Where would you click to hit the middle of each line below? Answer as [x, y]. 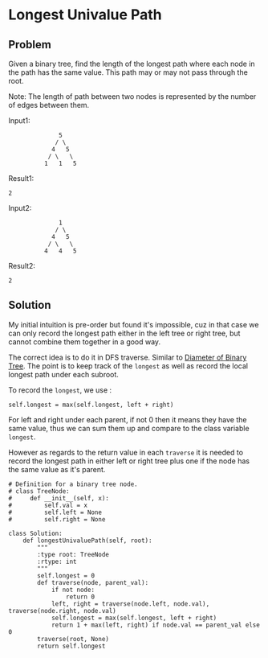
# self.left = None [55, 512]
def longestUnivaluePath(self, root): [87, 541]
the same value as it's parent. [57, 469]
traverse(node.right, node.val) [62, 611]
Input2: [20, 208]
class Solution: [35, 533]
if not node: [73, 590]
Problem [30, 45]
